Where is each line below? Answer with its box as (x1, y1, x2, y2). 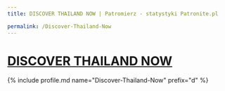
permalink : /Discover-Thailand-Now (7, 22, 112, 30)
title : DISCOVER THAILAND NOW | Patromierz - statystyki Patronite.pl (7, 10, 219, 17)
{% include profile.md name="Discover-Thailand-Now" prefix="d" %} (7, 76, 209, 85)
